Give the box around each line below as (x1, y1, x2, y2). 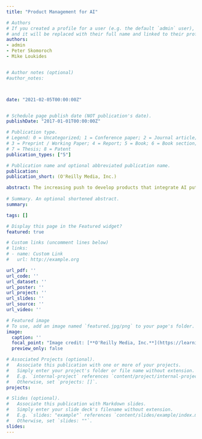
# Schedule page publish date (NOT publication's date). (6, 113, 152, 119)
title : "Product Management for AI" (6, 8, 98, 15)
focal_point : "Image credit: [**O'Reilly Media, (11, 340, 136, 346)
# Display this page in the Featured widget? (6, 223, 122, 229)
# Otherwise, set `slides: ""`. (6, 417, 93, 424)
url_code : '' (6, 273, 39, 279)
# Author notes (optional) (6, 69, 74, 75)
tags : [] (6, 212, 28, 218)
